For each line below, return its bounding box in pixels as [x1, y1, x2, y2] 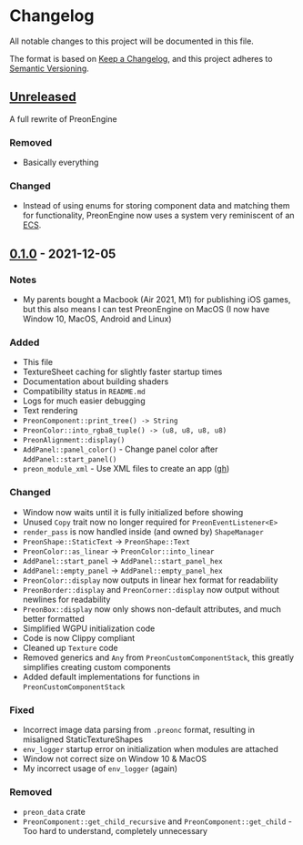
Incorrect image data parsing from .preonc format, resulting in [22, 724, 256, 735]
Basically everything [22, 157, 99, 168]
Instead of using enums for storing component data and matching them [22, 200, 290, 211]
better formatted [22, 613, 85, 624]
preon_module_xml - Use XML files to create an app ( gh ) [22, 463, 230, 474]
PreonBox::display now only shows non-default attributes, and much [22, 603, 282, 615]
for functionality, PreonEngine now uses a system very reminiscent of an [22, 210, 295, 221]
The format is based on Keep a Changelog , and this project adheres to [9, 53, 273, 64]
